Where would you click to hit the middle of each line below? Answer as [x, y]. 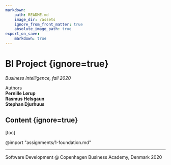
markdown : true [31, 39]
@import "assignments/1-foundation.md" [48, 142]
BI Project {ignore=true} [57, 64]
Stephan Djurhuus [25, 104]
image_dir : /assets [35, 19]
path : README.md [32, 15]
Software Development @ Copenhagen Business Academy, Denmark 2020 [84, 157]
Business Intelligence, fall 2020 [38, 78]
